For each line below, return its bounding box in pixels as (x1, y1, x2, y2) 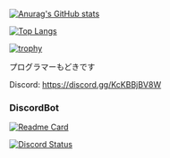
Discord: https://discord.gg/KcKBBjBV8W (9, 79, 162, 89)
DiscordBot (9, 101, 60, 113)
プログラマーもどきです (9, 62, 96, 71)
